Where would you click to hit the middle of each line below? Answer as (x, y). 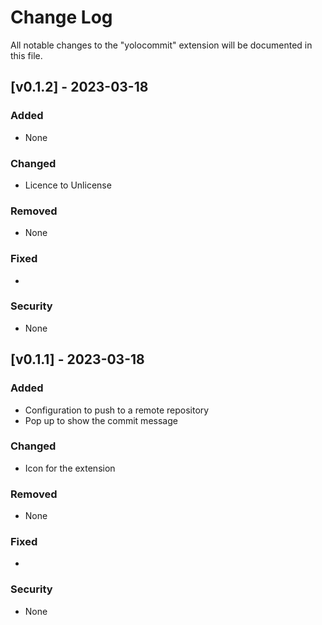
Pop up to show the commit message (101, 420)
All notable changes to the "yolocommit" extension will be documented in (161, 45)
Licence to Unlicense (68, 185)
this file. (26, 55)
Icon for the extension (70, 468)
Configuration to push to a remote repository (117, 410)
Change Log (61, 17)
